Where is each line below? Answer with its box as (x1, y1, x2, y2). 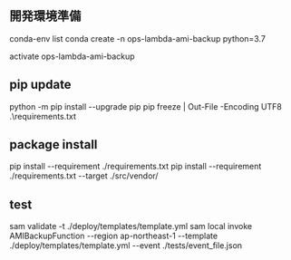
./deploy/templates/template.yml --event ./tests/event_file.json (9, 240, 243, 251)
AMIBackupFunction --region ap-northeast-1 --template (9, 230, 218, 242)
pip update (9, 77, 72, 92)
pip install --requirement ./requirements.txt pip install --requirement (9, 161, 262, 172)
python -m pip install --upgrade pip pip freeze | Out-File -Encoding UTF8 (9, 101, 283, 111)
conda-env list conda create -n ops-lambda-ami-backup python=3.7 (9, 33, 266, 43)
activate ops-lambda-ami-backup (9, 51, 135, 62)
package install (9, 137, 98, 152)
